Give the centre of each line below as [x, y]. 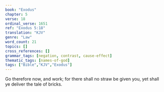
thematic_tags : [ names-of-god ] [38, 60]
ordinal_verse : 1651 [27, 23]
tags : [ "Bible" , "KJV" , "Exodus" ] [39, 65]
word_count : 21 [21, 42]
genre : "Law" [19, 38]
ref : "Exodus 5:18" [25, 28]
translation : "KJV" [25, 33]
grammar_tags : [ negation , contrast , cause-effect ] [59, 56]
